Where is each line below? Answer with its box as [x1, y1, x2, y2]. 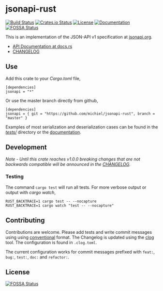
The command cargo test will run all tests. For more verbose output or [5, 184, 147, 190]
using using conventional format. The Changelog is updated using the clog [5, 234, 154, 240]
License [5, 268, 30, 276]
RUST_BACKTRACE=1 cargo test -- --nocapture [5, 199, 97, 204]
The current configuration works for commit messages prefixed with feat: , [5, 249, 155, 255]
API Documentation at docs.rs [12, 43, 73, 49]
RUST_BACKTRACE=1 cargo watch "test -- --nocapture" [5, 203, 114, 208]
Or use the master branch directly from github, [5, 97, 98, 103]
